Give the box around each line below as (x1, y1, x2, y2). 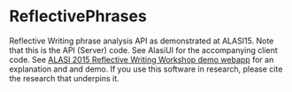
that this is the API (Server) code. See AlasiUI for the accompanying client (9, 44, 279, 55)
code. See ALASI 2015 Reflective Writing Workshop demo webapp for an (9, 54, 274, 65)
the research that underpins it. (9, 73, 119, 83)
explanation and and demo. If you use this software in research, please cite (9, 64, 283, 74)
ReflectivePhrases (9, 6, 148, 27)
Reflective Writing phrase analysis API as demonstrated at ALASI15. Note (9, 35, 274, 46)
